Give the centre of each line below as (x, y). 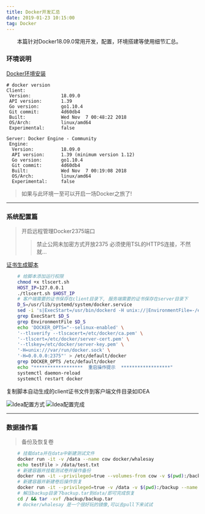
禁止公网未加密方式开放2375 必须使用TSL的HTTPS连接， (108, 244)
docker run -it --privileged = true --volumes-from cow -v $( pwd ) (101, 476)
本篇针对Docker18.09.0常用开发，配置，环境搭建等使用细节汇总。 (99, 42)
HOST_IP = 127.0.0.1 (41, 288)
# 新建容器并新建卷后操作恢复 (50, 482)
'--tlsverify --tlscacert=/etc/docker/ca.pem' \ (80, 333)
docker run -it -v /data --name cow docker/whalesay (86, 459)
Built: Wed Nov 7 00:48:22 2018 (68, 117)
